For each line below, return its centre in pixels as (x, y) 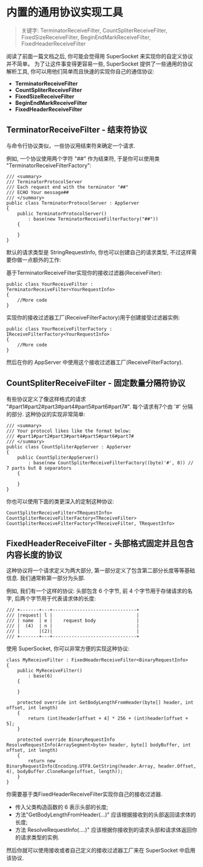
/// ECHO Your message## (38, 192)
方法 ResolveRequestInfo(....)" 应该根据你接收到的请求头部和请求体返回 (103, 830)
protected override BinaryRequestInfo (66, 740)
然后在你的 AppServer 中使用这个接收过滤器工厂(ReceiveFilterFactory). (95, 362)
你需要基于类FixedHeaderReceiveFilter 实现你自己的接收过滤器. (84, 794)
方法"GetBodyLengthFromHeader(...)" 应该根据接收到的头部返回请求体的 (105, 815)
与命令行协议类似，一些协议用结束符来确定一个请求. (71, 146)
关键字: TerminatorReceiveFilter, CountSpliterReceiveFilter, (94, 30)
